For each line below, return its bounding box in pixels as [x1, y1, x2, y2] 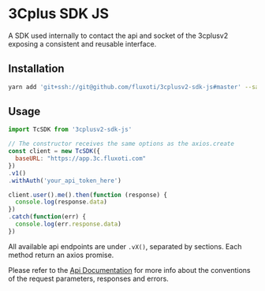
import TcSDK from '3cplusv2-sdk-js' [8, 125, 132, 134]
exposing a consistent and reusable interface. [8, 39, 157, 48]
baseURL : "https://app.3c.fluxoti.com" [15, 155, 147, 162]
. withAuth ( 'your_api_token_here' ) [8, 177, 122, 185]
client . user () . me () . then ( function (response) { [8, 191, 168, 199]
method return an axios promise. [8, 250, 114, 259]
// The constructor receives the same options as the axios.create [8, 140, 235, 148]
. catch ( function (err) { [8, 213, 87, 221]
